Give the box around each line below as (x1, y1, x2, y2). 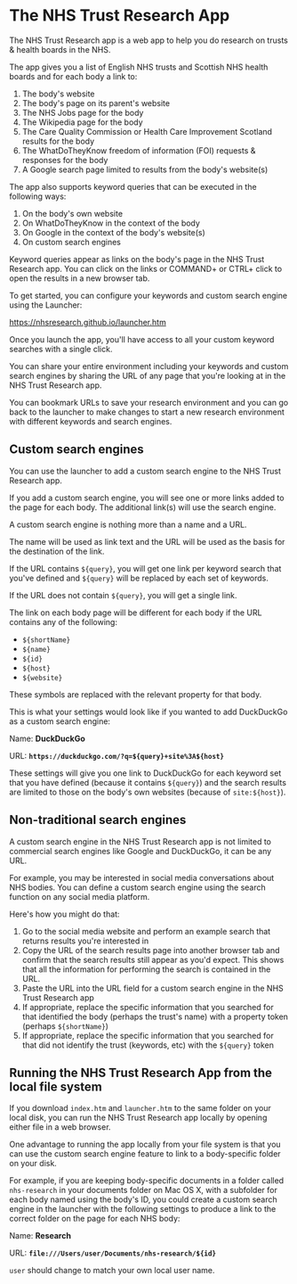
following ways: (9, 191, 67, 202)
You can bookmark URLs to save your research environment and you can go (9, 397, 289, 407)
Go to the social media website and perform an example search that (21, 926, 271, 936)
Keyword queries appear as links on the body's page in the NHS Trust (9, 253, 265, 264)
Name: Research (9, 1230, 71, 1241)
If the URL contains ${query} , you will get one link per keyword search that (9, 563, 282, 573)
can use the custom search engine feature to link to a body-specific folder (9, 1148, 282, 1159)
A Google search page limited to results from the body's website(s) (21, 164, 269, 175)
